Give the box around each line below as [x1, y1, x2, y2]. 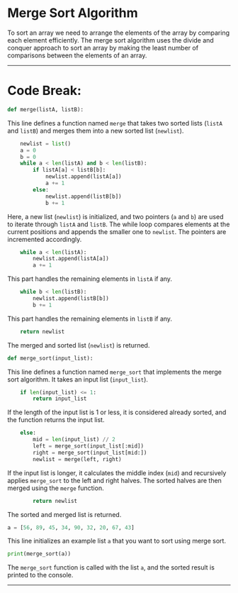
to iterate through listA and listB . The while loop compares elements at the [7, 220, 230, 228]
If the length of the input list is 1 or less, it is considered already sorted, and [7, 408, 227, 416]
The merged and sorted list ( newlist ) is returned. [7, 340, 150, 349]
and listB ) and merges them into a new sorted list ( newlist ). [7, 126, 184, 135]
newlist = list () [20, 140, 72, 147]
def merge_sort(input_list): [7, 355, 93, 362]
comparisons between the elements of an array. [7, 51, 147, 60]
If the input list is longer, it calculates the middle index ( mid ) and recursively [7, 468, 227, 477]
